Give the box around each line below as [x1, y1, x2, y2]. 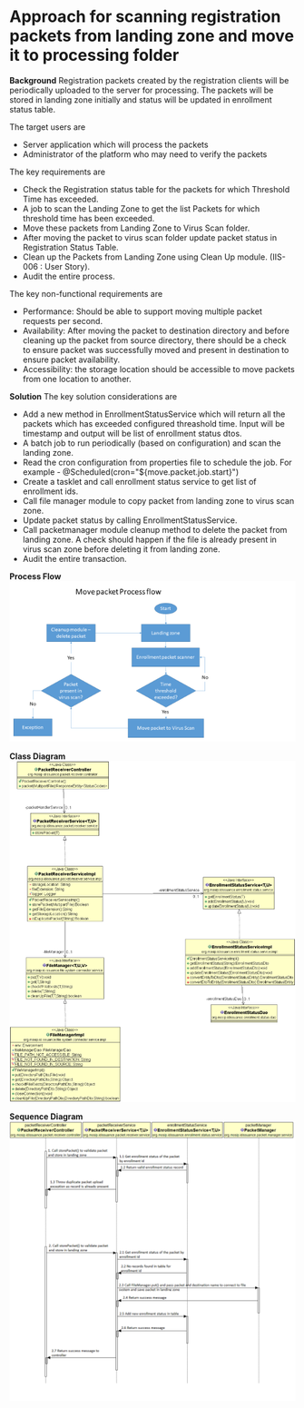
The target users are [9, 121, 86, 133]
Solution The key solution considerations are [9, 390, 178, 401]
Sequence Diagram [9, 1110, 83, 1122]
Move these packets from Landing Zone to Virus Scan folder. [22, 222, 250, 233]
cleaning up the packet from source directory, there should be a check [22, 334, 287, 346]
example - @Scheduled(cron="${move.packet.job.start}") [22, 466, 239, 478]
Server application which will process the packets [22, 139, 209, 150]
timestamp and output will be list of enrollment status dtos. [22, 428, 242, 438]
